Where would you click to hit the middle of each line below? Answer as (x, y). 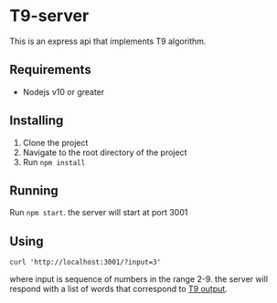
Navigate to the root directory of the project (105, 152)
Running (34, 190)
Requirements (50, 70)
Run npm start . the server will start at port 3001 (99, 213)
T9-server (49, 16)
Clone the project (55, 142)
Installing (37, 121)
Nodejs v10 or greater (64, 91)
